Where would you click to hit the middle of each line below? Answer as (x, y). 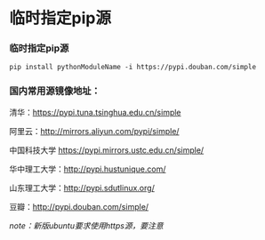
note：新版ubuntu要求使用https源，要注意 (86, 225)
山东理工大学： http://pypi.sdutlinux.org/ (82, 188)
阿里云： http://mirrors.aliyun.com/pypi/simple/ (94, 131)
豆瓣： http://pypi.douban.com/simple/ (79, 206)
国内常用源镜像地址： (55, 92)
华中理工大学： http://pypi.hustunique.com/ (88, 169)
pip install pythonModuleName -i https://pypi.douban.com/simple (132, 68)
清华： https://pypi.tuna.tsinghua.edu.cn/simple (95, 112)
